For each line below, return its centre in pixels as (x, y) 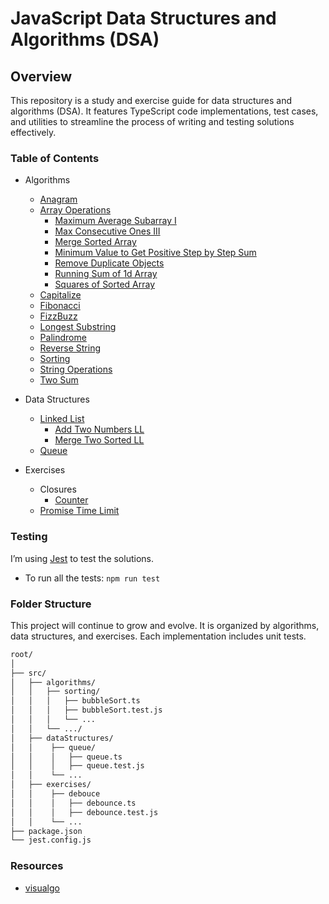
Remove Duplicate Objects (109, 263)
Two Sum (59, 380)
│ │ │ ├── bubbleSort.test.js (86, 710)
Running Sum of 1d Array (106, 274)
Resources (37, 866)
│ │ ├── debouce (55, 794)
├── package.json (46, 831)
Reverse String (70, 348)
